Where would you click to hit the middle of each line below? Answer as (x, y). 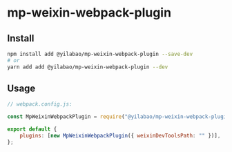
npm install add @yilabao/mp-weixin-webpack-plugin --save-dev (100, 54)
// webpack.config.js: (40, 104)
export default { (32, 129)
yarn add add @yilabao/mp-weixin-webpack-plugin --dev (88, 67)
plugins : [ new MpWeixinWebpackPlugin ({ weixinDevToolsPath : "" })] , (120, 136)
